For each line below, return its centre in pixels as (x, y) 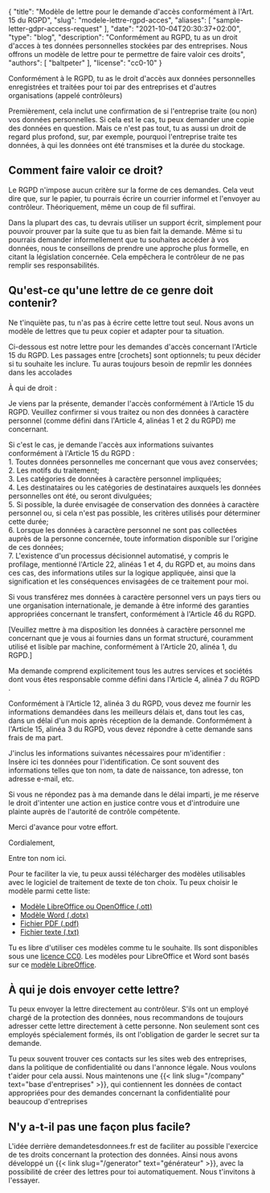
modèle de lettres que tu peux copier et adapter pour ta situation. (117, 331)
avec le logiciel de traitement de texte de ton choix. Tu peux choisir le (123, 882)
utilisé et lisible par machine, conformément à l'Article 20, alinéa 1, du (123, 646)
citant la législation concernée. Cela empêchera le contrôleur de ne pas (127, 256)
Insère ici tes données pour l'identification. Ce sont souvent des (114, 761)
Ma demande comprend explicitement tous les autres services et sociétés (131, 670)
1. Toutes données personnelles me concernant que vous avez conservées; (133, 461)
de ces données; (36, 547)
